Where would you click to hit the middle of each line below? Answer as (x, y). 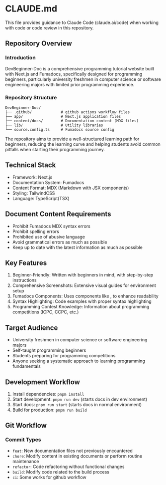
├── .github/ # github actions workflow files (68, 112)
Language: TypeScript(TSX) (41, 198)
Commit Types (23, 440)
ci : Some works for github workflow (49, 477)
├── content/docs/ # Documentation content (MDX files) (72, 121)
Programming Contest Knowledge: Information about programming (81, 307)
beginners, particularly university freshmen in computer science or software (83, 79)
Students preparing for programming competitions (64, 356)
